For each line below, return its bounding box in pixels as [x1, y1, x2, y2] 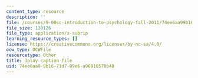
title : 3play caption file [6, 57, 72, 63]
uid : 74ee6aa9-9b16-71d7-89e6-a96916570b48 [6, 63, 115, 69]
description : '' [6, 14, 46, 20]
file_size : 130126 [6, 25, 51, 31]
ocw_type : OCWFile [6, 47, 51, 53]
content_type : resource [6, 8, 65, 15]
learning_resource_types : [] [6, 36, 78, 42]
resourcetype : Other [6, 52, 57, 58]
